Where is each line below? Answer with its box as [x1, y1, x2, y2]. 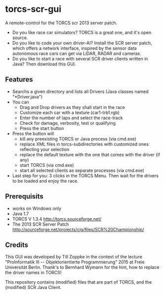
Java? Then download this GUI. [12, 61, 76, 67]
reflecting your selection [19, 146, 70, 152]
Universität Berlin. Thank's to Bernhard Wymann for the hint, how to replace [5, 264, 160, 270]
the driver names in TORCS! [5, 270, 62, 276]
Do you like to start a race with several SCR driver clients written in [12, 55, 148, 61]
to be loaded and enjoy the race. [12, 178, 79, 184]
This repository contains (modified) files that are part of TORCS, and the [5, 279, 152, 285]
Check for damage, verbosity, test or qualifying [19, 120, 116, 126]
